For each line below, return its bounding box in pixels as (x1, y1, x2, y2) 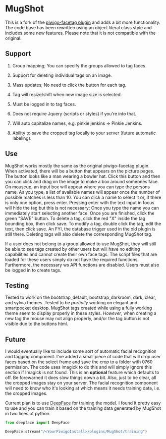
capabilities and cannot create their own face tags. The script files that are (5, 251, 157, 257)
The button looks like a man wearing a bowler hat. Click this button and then (5, 173, 161, 179)
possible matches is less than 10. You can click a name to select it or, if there (5, 194, 162, 200)
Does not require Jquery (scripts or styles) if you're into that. (12, 110, 137, 116)
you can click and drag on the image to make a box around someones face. (5, 178, 159, 184)
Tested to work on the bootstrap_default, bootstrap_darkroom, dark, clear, (5, 294, 156, 300)
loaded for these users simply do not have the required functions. (5, 256, 139, 263)
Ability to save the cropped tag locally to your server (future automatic (12, 130, 156, 136)
